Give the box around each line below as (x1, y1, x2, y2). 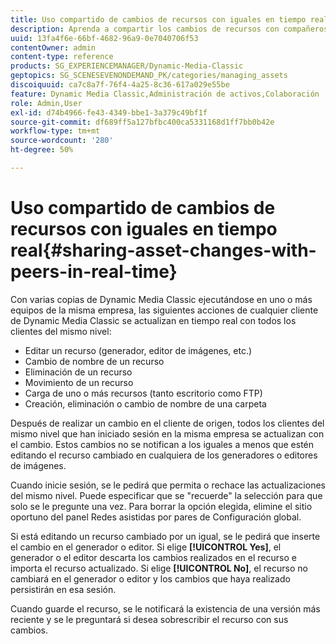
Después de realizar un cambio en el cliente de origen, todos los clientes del (10, 417, 325, 429)
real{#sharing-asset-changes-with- (10, 239, 317, 262)
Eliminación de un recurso (24, 366, 133, 378)
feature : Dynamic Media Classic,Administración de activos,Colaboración (10, 89, 320, 99)
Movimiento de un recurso (24, 376, 134, 388)
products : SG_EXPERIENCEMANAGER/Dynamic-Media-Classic (10, 61, 244, 71)
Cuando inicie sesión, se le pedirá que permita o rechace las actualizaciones (10, 479, 326, 491)
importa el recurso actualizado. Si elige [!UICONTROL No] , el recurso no (10, 562, 308, 574)
